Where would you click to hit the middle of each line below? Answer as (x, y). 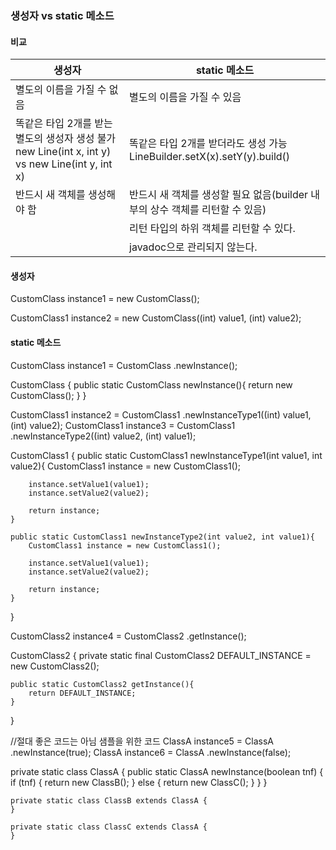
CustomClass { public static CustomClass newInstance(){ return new (151, 384)
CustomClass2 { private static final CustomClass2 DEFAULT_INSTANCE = (161, 655)
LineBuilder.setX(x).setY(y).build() (210, 157)
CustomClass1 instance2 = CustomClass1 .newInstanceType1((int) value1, (161, 414)
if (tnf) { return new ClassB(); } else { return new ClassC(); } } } (139, 782)
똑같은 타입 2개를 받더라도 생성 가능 (208, 144)
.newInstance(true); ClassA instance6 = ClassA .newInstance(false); (151, 752)
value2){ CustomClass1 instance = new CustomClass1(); (126, 466)
